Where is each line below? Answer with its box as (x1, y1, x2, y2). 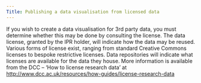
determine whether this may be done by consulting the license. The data (6, 31, 186, 39)
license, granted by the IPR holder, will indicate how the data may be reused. (6, 38, 196, 45)
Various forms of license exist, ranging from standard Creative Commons (6, 45, 187, 52)
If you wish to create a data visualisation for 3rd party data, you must (6, 25, 177, 32)
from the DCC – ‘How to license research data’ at (6, 64, 127, 71)
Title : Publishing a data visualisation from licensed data (6, 8, 160, 15)
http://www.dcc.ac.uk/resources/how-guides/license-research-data (6, 70, 175, 77)
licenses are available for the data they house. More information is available (6, 57, 193, 64)
